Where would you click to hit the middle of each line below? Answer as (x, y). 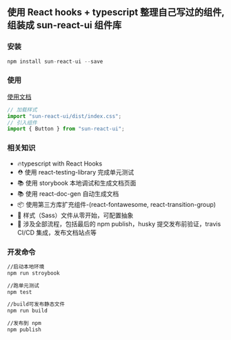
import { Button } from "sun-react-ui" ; (66, 129)
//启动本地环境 (26, 267)
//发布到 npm (24, 323)
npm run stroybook (33, 273)
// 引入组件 (22, 123)
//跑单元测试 (23, 286)
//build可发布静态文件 (36, 304)
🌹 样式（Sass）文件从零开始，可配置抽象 (75, 215)
